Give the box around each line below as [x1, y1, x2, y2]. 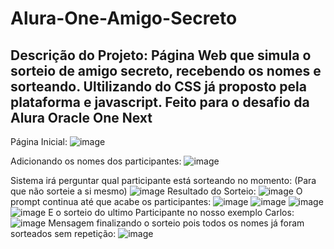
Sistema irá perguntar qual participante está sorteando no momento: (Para [10, 175, 317, 186]
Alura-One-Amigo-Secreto [10, 7, 238, 30]
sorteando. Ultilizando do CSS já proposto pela [10, 78, 307, 95]
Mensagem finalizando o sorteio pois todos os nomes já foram [48, 217, 305, 229]
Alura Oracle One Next [10, 109, 153, 126]
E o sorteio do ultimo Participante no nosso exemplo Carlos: [48, 207, 295, 218]
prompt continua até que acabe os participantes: [10, 196, 212, 207]
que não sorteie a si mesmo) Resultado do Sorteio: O [10, 185, 303, 197]
